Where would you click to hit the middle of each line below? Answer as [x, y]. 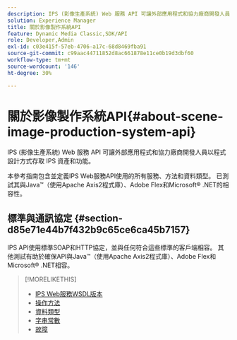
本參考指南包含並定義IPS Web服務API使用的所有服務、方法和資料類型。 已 [115, 176]
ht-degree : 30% [30, 73]
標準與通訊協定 [40, 218]
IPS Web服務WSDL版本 [69, 294]
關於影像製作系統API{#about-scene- [115, 116]
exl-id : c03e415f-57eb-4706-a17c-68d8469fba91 [77, 47]
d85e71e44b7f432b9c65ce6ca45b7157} [99, 229]
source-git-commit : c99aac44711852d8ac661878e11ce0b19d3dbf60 [101, 54]
